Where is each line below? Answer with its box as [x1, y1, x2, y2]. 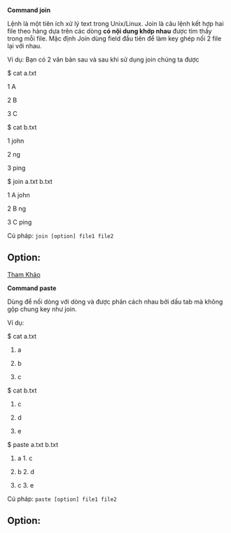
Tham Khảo [7, 270, 41, 278]
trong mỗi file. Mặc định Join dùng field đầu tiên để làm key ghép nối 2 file [7, 34, 222, 43]
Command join [7, 6, 51, 14]
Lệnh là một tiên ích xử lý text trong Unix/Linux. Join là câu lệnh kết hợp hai [7, 20, 224, 27]
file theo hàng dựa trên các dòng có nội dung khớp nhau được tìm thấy [7, 27, 212, 35]
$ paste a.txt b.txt [7, 440, 59, 448]
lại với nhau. [7, 42, 42, 50]
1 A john [7, 191, 30, 199]
